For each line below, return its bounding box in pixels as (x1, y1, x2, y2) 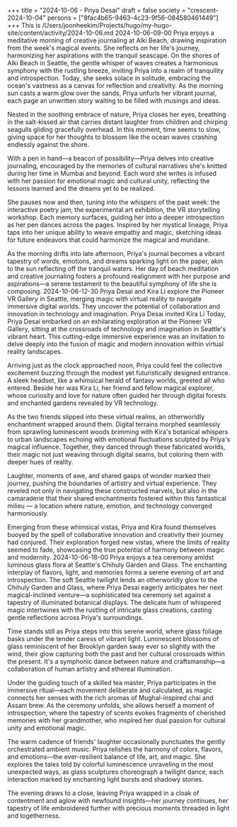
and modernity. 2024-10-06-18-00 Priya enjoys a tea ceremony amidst (7, 553, 214, 561)
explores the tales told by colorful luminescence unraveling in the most (7, 760, 214, 768)
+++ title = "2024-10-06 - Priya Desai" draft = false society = (7, 6, 186, 14)
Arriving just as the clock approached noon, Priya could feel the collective (7, 361, 223, 370)
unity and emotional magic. (7, 723, 87, 732)
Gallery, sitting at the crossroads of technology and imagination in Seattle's (7, 325, 226, 333)
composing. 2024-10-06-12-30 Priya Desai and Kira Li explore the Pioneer (7, 287, 224, 295)
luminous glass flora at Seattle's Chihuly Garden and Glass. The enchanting (7, 560, 227, 569)
